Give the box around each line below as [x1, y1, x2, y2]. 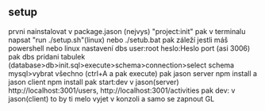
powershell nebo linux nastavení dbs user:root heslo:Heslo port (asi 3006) [8, 43, 251, 53]
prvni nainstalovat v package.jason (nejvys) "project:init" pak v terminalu [8, 26, 246, 36]
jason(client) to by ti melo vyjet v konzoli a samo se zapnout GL [8, 94, 215, 103]
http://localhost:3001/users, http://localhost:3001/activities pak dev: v [8, 86, 236, 95]
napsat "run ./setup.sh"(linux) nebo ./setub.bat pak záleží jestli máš [8, 35, 229, 44]
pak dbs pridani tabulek [8, 52, 86, 61]
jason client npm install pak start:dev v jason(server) [8, 77, 180, 86]
